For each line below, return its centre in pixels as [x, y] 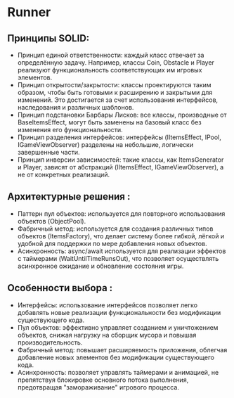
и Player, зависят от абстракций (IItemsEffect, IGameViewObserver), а [121, 167]
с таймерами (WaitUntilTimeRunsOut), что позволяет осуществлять [118, 258]
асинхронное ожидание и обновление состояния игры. [100, 266]
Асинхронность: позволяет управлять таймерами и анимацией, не [118, 372]
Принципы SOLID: [48, 38]
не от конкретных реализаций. [64, 174]
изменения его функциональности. [70, 130]
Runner [29, 12]
